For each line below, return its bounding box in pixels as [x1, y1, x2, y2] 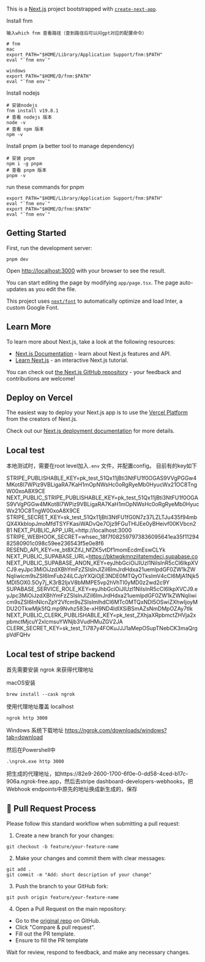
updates [6, 285, 28, 292]
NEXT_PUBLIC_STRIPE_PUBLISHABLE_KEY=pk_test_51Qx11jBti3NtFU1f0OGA [6, 494, 199, 501]
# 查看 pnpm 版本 [6, 167, 47, 173]
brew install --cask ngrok [6, 691, 75, 698]
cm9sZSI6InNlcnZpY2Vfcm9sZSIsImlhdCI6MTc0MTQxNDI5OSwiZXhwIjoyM [6, 598, 198, 606]
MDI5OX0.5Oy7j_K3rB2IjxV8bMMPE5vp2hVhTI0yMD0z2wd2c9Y [6, 579, 170, 586]
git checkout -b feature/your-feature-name [6, 843, 119, 850]
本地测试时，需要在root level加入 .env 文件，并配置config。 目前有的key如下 [6, 462, 198, 469]
